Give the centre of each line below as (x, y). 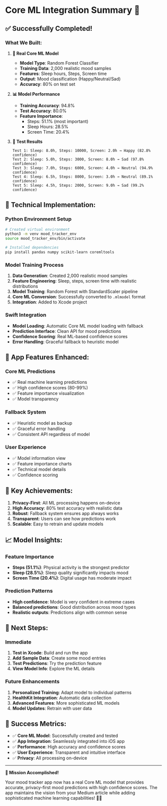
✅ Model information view (39, 458)
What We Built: (24, 43)
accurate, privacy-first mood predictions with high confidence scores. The (81, 788)
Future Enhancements (32, 681)
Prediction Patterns (29, 591)
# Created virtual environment (38, 229)
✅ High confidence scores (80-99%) (50, 388)
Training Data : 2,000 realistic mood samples (66, 68)
